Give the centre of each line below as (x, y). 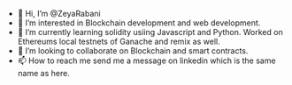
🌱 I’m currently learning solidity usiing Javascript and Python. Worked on (150, 32)
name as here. (44, 73)
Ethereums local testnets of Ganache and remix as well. (119, 41)
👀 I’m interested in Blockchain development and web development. (139, 23)
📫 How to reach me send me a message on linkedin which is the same (146, 60)
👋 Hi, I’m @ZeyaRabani (59, 14)
